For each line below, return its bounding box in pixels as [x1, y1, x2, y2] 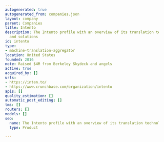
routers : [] [5, 107, 29, 112]
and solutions [9, 35, 38, 40]
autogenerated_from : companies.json [5, 12, 80, 17]
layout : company [5, 16, 38, 21]
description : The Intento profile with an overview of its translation [5, 30, 154, 35]
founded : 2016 [5, 57, 34, 62]
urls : [5, 75, 16, 80]
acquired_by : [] [5, 71, 38, 76]
